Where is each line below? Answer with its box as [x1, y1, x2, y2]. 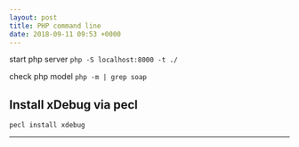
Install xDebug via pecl [9, 97, 138, 112]
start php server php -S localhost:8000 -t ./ [9, 54, 178, 65]
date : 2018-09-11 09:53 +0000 [9, 29, 122, 38]
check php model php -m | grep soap [9, 71, 147, 82]
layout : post [9, 12, 58, 22]
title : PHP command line [9, 21, 101, 30]
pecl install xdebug [9, 121, 86, 130]
